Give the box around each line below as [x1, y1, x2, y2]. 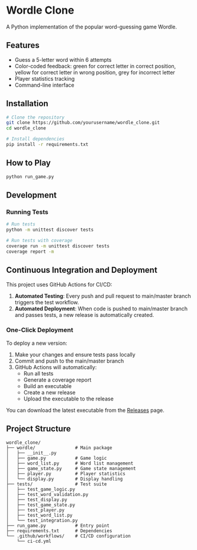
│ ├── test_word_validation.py [6, 491, 89, 497]
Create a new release [23, 389, 76, 396]
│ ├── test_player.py [6, 507, 65, 513]
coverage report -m [6, 249, 54, 255]
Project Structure [6, 424, 71, 434]
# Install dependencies [6, 136, 65, 142]
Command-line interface [14, 81, 75, 88]
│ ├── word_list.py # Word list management [6, 460, 134, 466]
